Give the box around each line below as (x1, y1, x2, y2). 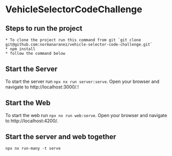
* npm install (5, 47, 36, 52)
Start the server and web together (5, 132, 117, 141)
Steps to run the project (5, 24, 83, 33)
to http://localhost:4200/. (5, 118, 59, 124)
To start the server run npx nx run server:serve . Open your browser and (5, 78, 160, 84)
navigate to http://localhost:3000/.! (5, 83, 79, 90)
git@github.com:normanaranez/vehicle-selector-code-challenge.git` (5, 42, 153, 47)
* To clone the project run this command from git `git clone (5, 37, 141, 42)
